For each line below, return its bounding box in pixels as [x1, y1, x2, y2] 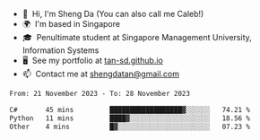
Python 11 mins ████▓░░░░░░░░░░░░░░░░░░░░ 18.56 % [9, 113, 251, 123]
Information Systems [22, 45, 100, 56]
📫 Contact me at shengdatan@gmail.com [22, 68, 180, 79]
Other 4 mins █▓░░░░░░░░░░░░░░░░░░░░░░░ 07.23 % [9, 122, 251, 131]
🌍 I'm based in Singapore [22, 19, 121, 29]
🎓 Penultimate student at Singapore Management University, [22, 32, 253, 42]
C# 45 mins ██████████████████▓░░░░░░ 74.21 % [9, 105, 251, 114]
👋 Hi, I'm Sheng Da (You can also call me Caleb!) [22, 9, 204, 19]
